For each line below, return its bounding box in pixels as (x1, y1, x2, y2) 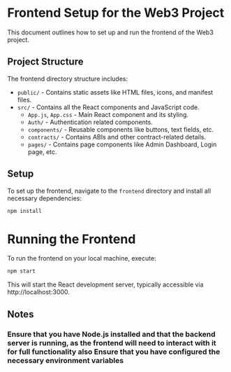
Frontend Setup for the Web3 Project (7, 5, 225, 21)
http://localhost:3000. (7, 288, 70, 296)
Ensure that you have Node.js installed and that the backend (7, 329, 216, 339)
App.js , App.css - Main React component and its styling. (27, 110, 189, 118)
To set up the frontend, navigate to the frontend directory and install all (7, 186, 211, 195)
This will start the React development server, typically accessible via (7, 280, 204, 289)
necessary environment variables (7, 355, 124, 365)
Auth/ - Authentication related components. (27, 118, 154, 126)
